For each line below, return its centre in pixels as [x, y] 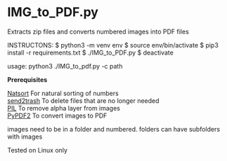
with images [25, 136]
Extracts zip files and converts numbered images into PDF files [98, 31]
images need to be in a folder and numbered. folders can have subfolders [113, 129]
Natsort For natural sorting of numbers [63, 93]
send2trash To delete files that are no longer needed [83, 100]
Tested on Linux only [38, 150]
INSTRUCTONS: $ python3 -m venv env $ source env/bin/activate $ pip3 [113, 45]
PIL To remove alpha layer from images [64, 108]
